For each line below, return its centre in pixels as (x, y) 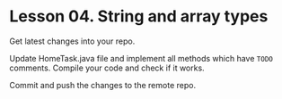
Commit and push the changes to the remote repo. (102, 85)
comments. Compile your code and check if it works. (107, 68)
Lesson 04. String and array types (139, 16)
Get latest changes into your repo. (72, 41)
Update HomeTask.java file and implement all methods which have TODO (141, 58)
